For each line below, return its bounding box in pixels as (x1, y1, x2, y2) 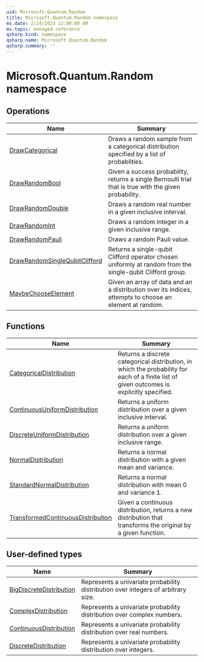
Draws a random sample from (108, 135, 193, 143)
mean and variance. (117, 463, 174, 471)
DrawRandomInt (9, 221, 56, 230)
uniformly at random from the (108, 260, 192, 269)
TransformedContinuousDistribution (9, 513, 112, 521)
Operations (6, 106, 50, 116)
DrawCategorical (9, 146, 58, 154)
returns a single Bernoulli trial (108, 175, 192, 183)
